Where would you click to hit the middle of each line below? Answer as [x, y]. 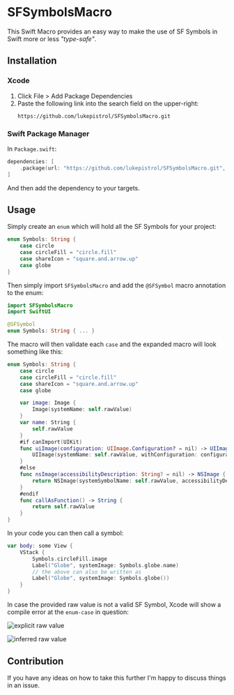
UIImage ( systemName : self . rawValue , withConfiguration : [115, 455]
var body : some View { [40, 546]
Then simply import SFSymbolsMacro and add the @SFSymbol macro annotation [117, 285]
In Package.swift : [32, 149]
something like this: [35, 352]
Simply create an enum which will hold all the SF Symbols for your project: [112, 227]
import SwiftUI [29, 312]
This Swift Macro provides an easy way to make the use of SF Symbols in [112, 31]
